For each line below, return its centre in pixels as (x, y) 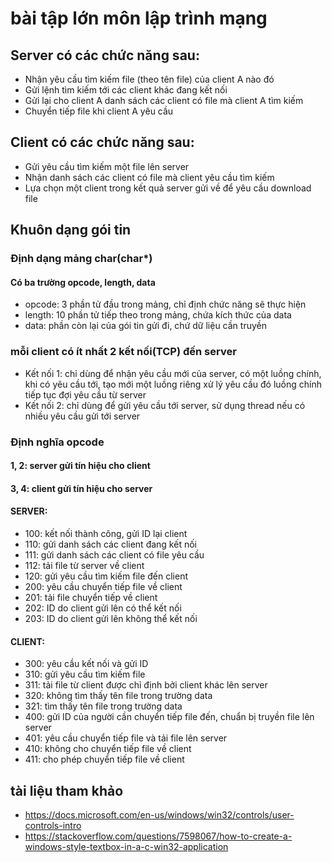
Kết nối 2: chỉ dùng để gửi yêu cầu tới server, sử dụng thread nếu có (165, 405)
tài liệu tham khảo (67, 790)
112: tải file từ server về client (84, 565)
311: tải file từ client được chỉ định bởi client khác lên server (146, 685)
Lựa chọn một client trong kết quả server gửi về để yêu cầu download (168, 188)
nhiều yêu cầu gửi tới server (82, 416)
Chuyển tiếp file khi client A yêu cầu (99, 111)
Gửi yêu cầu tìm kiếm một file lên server (107, 166)
